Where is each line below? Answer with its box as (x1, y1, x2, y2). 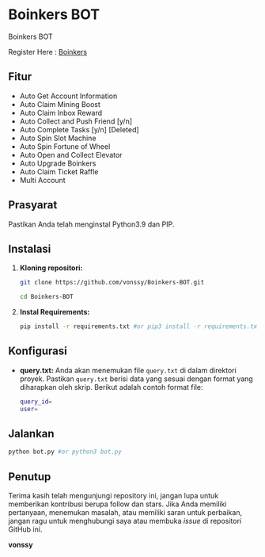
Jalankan (8, 426, 55, 441)
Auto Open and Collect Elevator (19, 150, 123, 159)
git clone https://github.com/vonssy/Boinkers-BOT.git (19, 279, 205, 287)
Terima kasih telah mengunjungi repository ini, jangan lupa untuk (8, 491, 219, 501)
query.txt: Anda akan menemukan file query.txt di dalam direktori (19, 365, 237, 375)
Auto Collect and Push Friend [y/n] (19, 116, 133, 126)
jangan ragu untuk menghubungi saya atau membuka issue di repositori (8, 517, 242, 526)
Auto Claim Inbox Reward (19, 108, 103, 117)
